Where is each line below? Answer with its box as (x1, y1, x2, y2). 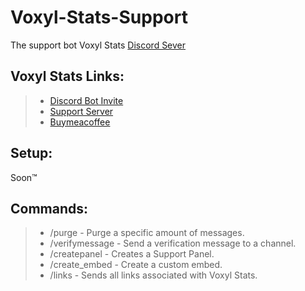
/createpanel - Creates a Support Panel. (49, 248, 215, 260)
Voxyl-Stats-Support (10, 6, 188, 29)
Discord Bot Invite (49, 94, 124, 106)
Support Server (49, 105, 114, 117)
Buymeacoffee (49, 116, 111, 128)
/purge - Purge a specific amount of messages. (49, 227, 245, 239)
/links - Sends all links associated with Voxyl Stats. (49, 269, 258, 281)
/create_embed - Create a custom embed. (49, 259, 223, 271)
